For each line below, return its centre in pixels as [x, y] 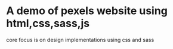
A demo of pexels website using [87, 11]
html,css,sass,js [48, 23]
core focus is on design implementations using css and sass [80, 40]
